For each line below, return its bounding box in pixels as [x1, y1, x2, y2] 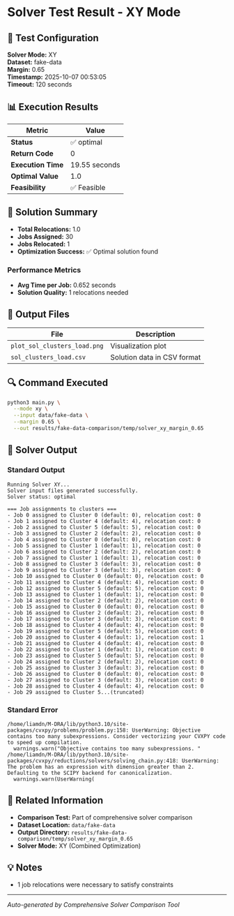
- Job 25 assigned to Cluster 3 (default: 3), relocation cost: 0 [7, 664, 204, 671]
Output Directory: [17, 828, 70, 836]
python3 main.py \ [7, 399, 61, 406]
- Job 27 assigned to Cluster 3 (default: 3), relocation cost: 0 [7, 677, 204, 684]
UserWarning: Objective [132, 727, 201, 734]
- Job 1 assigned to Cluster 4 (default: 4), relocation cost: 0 [7, 517, 201, 524]
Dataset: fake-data [7, 58, 63, 66]
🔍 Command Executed [7, 377, 109, 389]
